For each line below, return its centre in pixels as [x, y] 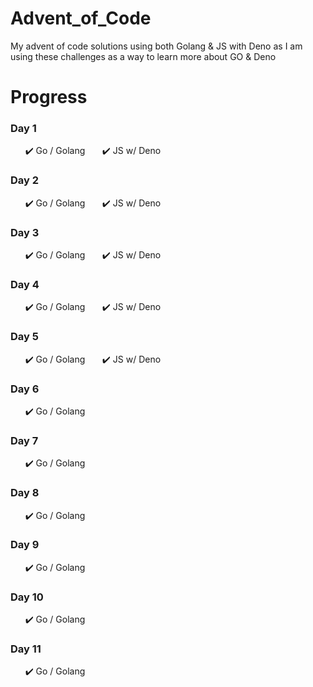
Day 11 [26, 649]
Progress [49, 97]
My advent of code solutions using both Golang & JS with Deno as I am [156, 46]
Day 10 [27, 597]
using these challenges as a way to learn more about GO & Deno [143, 56]
